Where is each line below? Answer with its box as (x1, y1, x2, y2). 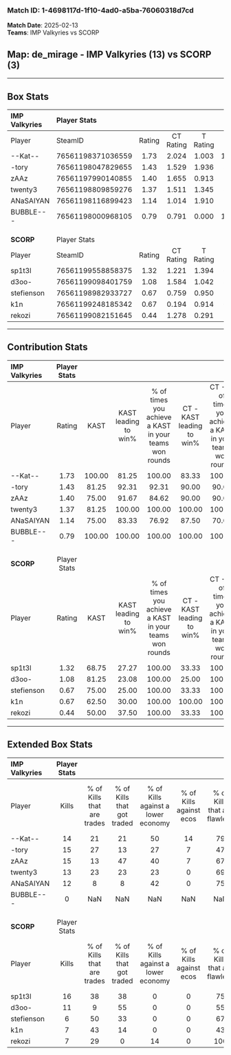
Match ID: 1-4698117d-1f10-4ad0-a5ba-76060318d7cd (7, 6, 194, 15)
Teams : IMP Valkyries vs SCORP (7, 28, 100, 37)
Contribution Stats (7, 341, 88, 353)
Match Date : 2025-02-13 (7, 21, 78, 30)
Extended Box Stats (7, 738, 93, 750)
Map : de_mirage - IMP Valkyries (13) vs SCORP (7, 48, 212, 60)
